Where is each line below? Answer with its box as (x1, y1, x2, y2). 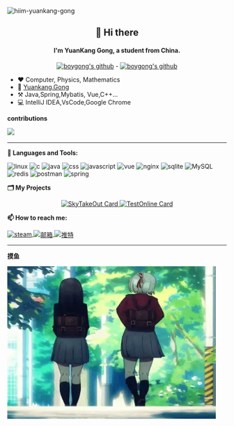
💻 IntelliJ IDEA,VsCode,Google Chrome (17, 98, 131, 106)
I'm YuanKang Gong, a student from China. (53, 46, 181, 54)
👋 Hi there (95, 26, 139, 38)
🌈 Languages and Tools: (7, 149, 79, 157)
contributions (7, 114, 47, 122)
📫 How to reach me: (7, 213, 68, 222)
